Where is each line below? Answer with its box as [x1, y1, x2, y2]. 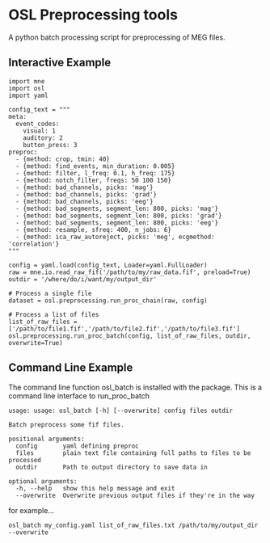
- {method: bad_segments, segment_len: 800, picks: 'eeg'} [15, 218, 219, 227]
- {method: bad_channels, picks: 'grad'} [15, 190, 158, 199]
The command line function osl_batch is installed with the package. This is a [8, 382, 263, 392]
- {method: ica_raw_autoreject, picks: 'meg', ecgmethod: [15, 233, 216, 241]
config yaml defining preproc [15, 442, 139, 450]
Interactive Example [8, 56, 112, 69]
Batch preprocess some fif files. [8, 420, 125, 429]
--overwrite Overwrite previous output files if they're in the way [15, 491, 255, 499]
